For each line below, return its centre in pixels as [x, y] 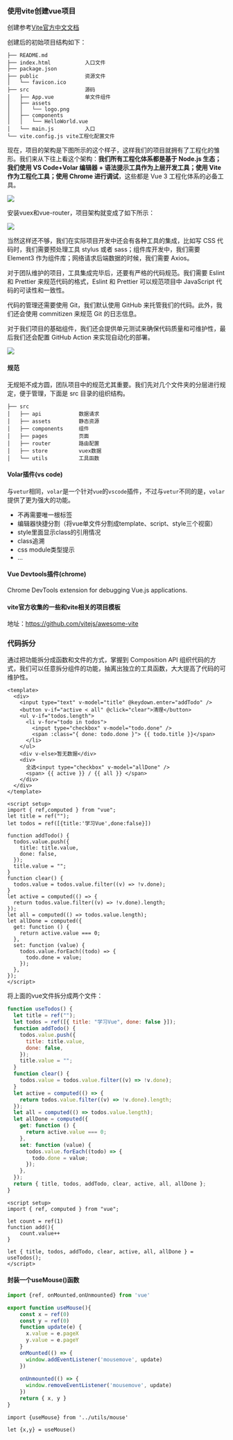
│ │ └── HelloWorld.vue [48, 122]
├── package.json [32, 69]
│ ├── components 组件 [48, 429]
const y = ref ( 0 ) [45, 1321]
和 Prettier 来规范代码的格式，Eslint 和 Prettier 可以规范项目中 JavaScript [111, 282]
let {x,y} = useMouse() [42, 1430]
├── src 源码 [51, 90]
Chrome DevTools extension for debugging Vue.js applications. [97, 590]
